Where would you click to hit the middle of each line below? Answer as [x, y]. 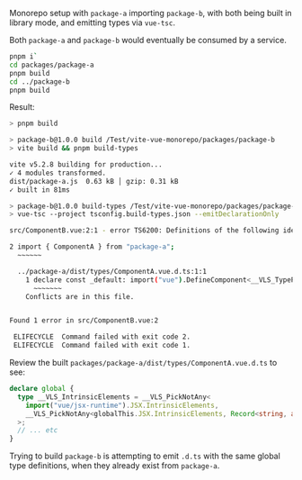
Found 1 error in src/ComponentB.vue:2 [84, 321]
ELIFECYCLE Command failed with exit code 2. [102, 337]
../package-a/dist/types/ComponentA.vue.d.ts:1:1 [112, 271]
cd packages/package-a [52, 65]
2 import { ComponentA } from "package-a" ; [92, 247]
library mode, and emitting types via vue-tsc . [92, 23]
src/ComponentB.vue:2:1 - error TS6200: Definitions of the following [144, 231]
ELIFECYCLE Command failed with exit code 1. [102, 346]
